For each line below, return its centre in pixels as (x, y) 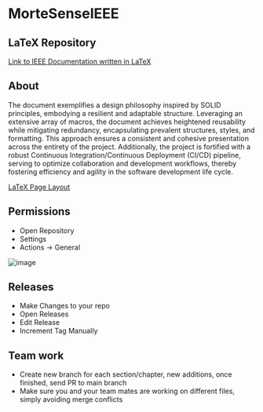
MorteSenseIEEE (64, 14)
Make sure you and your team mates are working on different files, (127, 391)
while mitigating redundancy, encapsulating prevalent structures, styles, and (131, 129)
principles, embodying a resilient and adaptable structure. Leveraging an (126, 113)
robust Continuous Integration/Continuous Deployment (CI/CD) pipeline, (124, 155)
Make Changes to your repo (64, 306)
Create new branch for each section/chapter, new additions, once (126, 374)
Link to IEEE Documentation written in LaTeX (80, 61)
